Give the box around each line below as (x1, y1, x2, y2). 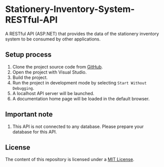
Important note (5, 110, 53, 118)
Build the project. (12, 74, 48, 80)
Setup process (5, 50, 51, 59)
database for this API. (12, 128, 57, 134)
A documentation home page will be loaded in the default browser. (12, 95, 150, 101)
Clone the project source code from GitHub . (12, 63, 103, 69)
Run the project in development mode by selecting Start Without (12, 79, 147, 85)
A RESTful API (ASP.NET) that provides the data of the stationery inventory (5, 30, 159, 36)
